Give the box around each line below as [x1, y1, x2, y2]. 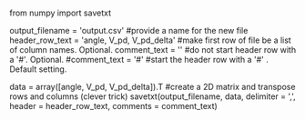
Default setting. [9, 64, 67, 75]
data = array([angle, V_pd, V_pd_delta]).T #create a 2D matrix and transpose [9, 82, 296, 92]
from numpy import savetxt [9, 7, 112, 18]
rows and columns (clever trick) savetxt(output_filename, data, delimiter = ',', [9, 91, 296, 102]
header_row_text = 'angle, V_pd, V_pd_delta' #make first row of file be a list [9, 35, 291, 45]
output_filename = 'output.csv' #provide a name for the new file [9, 25, 249, 35]
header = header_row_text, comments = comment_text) [9, 101, 219, 111]
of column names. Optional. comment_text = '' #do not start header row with [9, 45, 297, 55]
